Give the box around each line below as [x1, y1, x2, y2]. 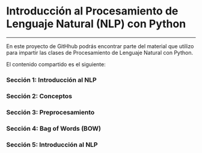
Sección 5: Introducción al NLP [6, 140, 98, 149]
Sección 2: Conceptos [6, 92, 72, 100]
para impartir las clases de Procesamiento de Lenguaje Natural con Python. [6, 49, 194, 56]
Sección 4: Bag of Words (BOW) [6, 124, 101, 133]
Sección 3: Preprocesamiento [6, 108, 95, 116]
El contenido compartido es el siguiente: [6, 60, 106, 67]
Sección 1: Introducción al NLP [6, 75, 97, 84]
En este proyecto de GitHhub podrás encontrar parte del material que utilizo [6, 42, 194, 49]
